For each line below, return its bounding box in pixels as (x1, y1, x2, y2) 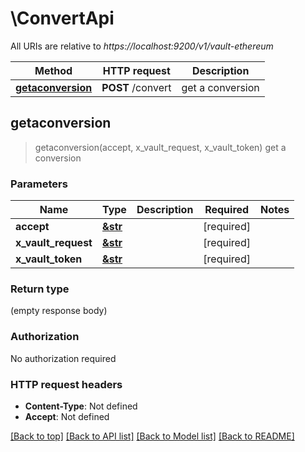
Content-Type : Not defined (24, 400, 138, 412)
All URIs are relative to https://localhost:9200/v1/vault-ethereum (10, 40, 274, 52)
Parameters (10, 177, 68, 191)
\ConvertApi (10, 7, 115, 30)
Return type (10, 282, 70, 296)
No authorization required (10, 352, 117, 364)
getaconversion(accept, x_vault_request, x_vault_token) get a (34, 141, 287, 153)
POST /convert (101, 80, 172, 94)
